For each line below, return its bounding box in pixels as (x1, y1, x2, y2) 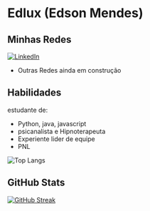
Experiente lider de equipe (17, 134, 95, 143)
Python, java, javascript (17, 119, 87, 128)
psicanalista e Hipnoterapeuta (17, 127, 106, 135)
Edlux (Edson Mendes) (7, 5, 144, 21)
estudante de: (7, 105, 48, 114)
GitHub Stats (7, 177, 65, 189)
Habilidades (7, 87, 62, 99)
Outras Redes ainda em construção (17, 66, 122, 74)
